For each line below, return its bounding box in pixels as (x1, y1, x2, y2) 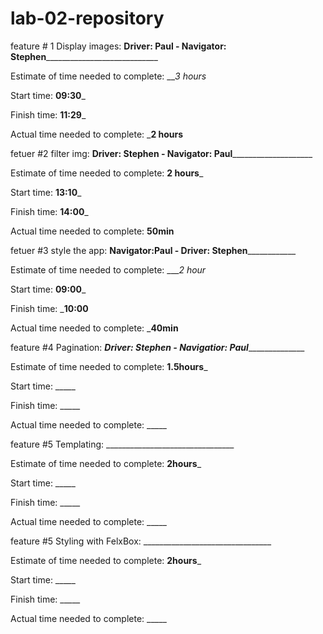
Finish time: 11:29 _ (10, 108, 87, 121)
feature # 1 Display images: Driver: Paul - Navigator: (10, 40, 227, 52)
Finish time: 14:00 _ (10, 205, 89, 217)
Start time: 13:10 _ (10, 186, 82, 198)
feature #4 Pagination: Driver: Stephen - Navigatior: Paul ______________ (10, 341, 305, 353)
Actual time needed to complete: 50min (10, 225, 175, 237)
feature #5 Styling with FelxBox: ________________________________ (10, 535, 272, 547)
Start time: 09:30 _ (10, 89, 86, 101)
